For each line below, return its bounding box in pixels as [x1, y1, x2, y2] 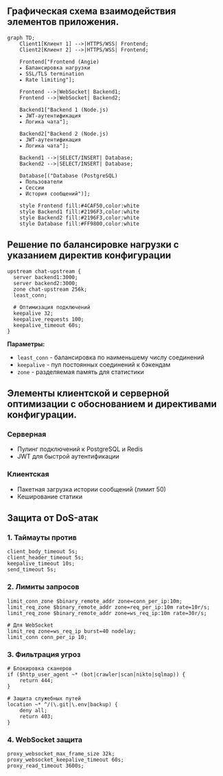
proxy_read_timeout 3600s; [7, 762, 84, 770]
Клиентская [7, 470, 49, 479]
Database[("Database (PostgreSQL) [19, 172, 118, 179]
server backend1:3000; [13, 274, 78, 280]
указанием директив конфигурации [7, 250, 172, 261]
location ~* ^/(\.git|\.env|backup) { [7, 701, 118, 708]
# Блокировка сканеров [7, 665, 72, 672]
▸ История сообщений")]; [19, 190, 91, 197]
